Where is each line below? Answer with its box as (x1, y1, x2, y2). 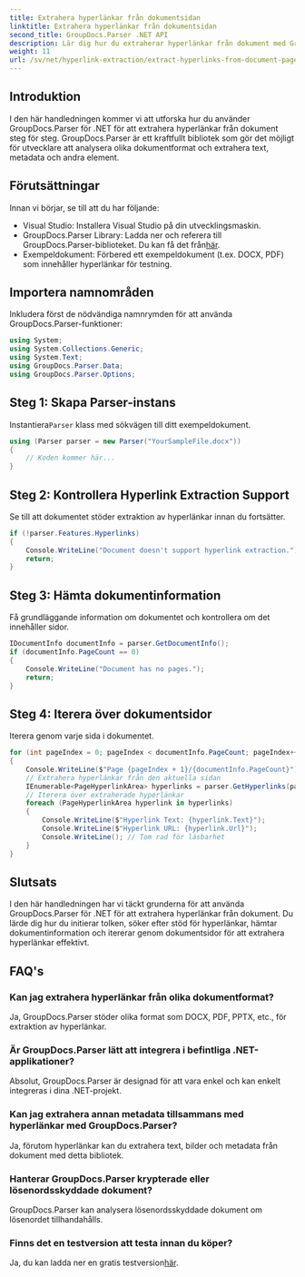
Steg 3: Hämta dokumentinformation (9, 588, 221, 603)
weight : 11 (9, 47, 51, 56)
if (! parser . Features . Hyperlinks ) (9, 529, 141, 538)
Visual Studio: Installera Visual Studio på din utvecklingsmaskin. (22, 220, 261, 231)
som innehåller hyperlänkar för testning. (22, 258, 172, 269)
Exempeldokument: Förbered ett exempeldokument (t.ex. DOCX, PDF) (22, 249, 284, 260)
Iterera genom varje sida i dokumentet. (9, 730, 154, 741)
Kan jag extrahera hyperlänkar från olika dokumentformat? (9, 991, 274, 1004)
